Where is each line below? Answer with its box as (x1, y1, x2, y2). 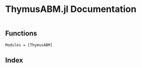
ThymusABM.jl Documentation (5, 3, 136, 15)
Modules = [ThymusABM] (5, 42, 53, 47)
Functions (5, 29, 38, 38)
